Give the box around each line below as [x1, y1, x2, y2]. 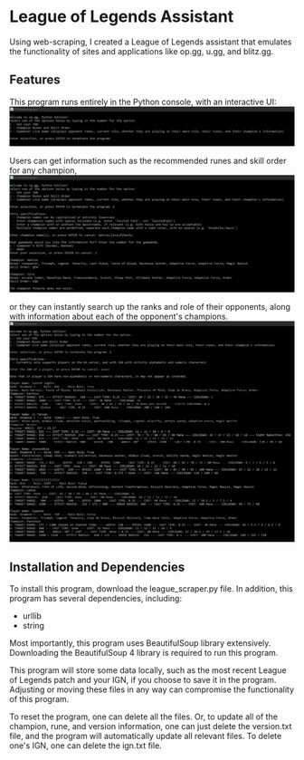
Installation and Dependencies [9, 560, 185, 575]
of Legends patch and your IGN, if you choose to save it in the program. [9, 675, 277, 686]
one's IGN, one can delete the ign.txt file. [9, 740, 163, 751]
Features [9, 72, 61, 88]
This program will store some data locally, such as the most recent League [9, 665, 287, 676]
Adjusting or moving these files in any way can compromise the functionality [9, 684, 295, 695]
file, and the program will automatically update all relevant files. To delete [9, 731, 282, 742]
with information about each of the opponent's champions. [9, 311, 229, 322]
